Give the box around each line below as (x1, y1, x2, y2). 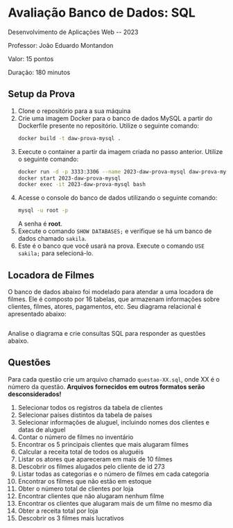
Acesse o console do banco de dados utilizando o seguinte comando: (17, 194, 218, 202)
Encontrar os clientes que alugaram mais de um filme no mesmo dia (17, 499, 212, 507)
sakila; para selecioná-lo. (17, 249, 94, 257)
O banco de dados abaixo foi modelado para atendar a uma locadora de (8, 287, 214, 296)
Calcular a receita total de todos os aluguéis (17, 448, 144, 456)
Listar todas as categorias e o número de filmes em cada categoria (17, 470, 209, 478)
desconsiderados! (8, 390, 62, 398)
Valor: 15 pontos (8, 54, 54, 63)
